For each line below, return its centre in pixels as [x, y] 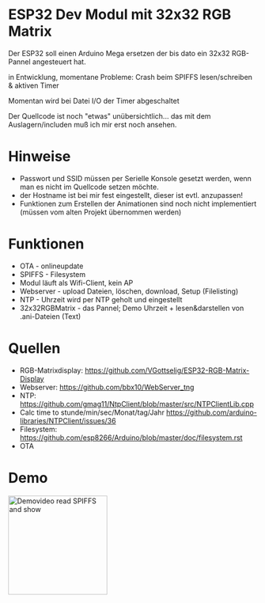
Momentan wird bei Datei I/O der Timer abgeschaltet [94, 100]
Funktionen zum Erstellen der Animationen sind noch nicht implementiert [138, 203]
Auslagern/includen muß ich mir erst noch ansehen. [93, 124]
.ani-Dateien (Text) [50, 316]
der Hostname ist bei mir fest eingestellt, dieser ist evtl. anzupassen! [131, 195]
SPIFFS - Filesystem [53, 274]
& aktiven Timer [34, 85]
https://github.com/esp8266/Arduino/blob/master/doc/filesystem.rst [131, 438]
